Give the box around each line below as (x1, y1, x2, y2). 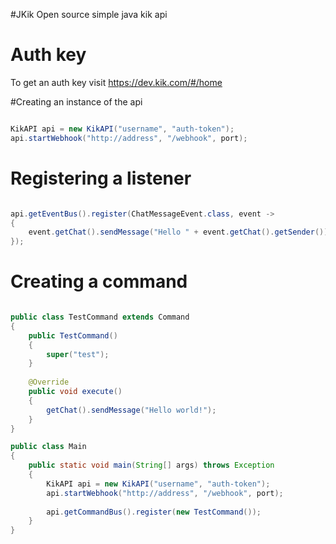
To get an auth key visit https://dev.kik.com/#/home (10, 76, 223, 88)
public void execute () (28, 387, 123, 397)
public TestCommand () (28, 330, 118, 341)
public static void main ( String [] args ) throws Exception (28, 460, 275, 471)
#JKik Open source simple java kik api (10, 9, 168, 20)
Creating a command (10, 270, 188, 293)
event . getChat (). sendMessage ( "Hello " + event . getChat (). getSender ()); (28, 227, 333, 238)
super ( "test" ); (46, 349, 110, 359)
